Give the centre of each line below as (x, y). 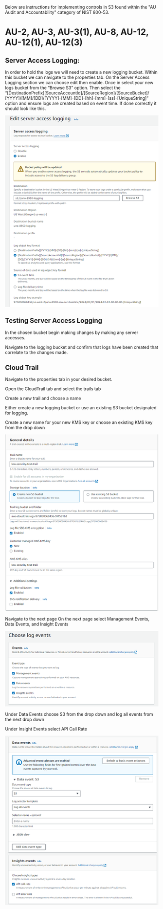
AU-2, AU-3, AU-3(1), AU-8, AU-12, (77, 32)
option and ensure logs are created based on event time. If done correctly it (81, 103)
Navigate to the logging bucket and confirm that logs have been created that (82, 347)
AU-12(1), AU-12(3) (44, 42)
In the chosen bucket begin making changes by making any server (72, 333)
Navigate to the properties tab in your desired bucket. (59, 379)
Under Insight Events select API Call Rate (46, 729)
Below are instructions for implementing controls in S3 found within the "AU (81, 7)
